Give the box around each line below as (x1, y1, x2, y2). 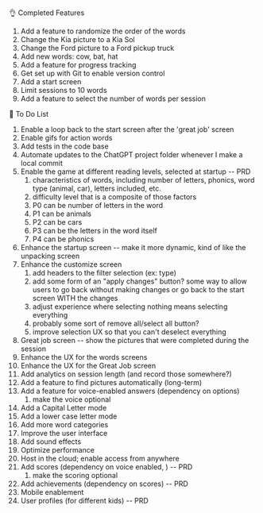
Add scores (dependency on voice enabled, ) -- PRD (20, 462, 193, 472)
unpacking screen (20, 251, 80, 260)
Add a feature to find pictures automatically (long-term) (20, 378, 203, 387)
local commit (20, 159, 63, 168)
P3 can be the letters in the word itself (32, 226, 157, 235)
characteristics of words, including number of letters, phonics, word (32, 175, 255, 184)
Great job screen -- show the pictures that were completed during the (20, 336, 249, 345)
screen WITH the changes (32, 294, 118, 303)
